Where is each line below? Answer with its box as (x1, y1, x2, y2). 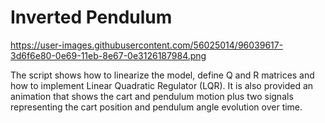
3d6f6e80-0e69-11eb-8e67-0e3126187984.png (10, 49, 207, 61)
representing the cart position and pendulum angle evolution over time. (10, 101, 303, 113)
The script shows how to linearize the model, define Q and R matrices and (10, 69, 315, 81)
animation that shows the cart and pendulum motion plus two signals (10, 90, 294, 102)
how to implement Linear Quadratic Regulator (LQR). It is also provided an (10, 79, 314, 91)
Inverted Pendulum (10, 6, 173, 29)
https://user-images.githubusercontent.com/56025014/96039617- (10, 39, 284, 51)
